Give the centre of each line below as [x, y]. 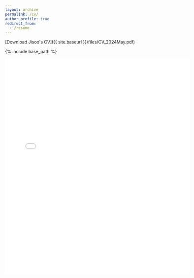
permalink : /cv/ [22, 14]
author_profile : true [27, 19]
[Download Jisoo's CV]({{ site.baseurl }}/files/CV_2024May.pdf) [70, 42]
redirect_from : [21, 23]
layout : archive [22, 10]
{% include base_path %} [31, 52]
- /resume [19, 28]
